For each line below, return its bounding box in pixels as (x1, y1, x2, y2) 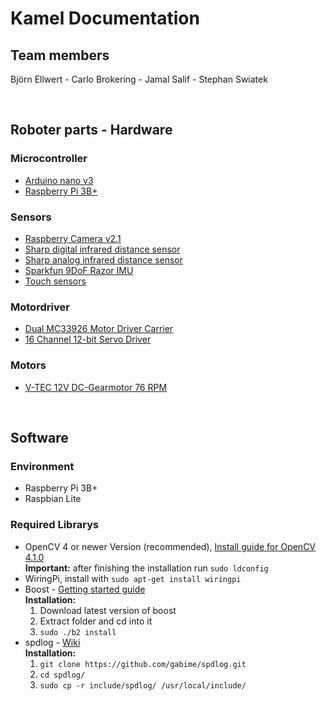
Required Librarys (10, 518, 100, 532)
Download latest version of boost (39, 604, 177, 616)
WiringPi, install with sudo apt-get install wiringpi (24, 572, 242, 584)
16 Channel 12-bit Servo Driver (24, 333, 152, 346)
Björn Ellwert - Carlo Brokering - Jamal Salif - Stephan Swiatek (10, 73, 268, 85)
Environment (10, 459, 75, 473)
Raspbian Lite (24, 493, 82, 505)
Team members (10, 47, 110, 64)
